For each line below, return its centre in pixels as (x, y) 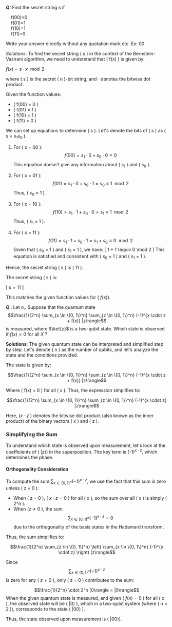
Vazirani (14, 59)
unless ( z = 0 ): (22, 488)
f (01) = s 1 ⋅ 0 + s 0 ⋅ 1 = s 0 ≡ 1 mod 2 (91, 184)
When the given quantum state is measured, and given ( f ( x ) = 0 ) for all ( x (85, 598)
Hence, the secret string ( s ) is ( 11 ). (45, 267)
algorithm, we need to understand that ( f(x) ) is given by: (84, 59)
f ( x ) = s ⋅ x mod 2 (25, 69)
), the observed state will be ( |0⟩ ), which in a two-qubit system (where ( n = (87, 604)
